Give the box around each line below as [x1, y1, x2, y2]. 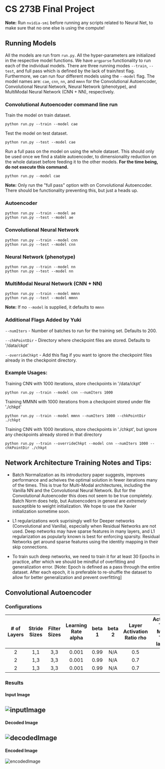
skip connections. [12, 544, 48, 550]
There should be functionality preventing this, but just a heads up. [5, 188, 138, 194]
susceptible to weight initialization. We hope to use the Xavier [12, 503, 137, 509]
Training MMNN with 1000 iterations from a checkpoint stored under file [5, 399, 151, 404]
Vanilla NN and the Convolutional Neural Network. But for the [12, 487, 136, 493]
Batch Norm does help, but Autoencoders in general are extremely [12, 498, 147, 504]
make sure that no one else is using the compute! [5, 25, 105, 30]
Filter [48, 625, 61, 632]
